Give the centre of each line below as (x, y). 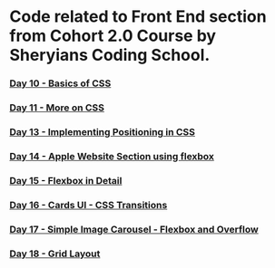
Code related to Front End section (138, 17)
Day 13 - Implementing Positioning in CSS (103, 131)
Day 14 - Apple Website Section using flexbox (112, 156)
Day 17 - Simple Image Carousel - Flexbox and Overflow (134, 229)
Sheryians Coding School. (110, 55)
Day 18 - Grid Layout (55, 254)
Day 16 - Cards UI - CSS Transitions (88, 205)
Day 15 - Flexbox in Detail (66, 180)
